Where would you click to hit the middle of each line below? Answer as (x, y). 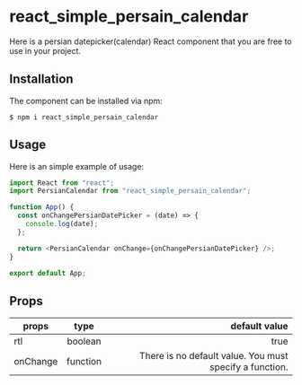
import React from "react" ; (62, 183)
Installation (41, 79)
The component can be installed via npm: (86, 101)
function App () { (42, 207)
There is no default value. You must (213, 356)
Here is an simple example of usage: (77, 166)
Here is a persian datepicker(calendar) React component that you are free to (151, 41)
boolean (84, 341)
